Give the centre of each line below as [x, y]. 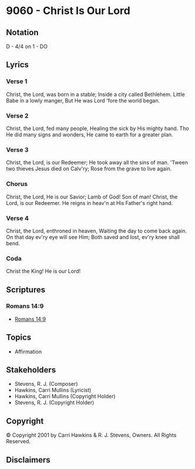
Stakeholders [31, 370]
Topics [19, 338]
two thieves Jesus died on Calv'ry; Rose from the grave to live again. [89, 169]
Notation [23, 32]
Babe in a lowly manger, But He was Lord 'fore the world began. [83, 100]
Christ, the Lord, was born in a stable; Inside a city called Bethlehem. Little [96, 94]
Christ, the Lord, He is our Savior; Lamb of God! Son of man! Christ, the [92, 197]
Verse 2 [17, 115]
